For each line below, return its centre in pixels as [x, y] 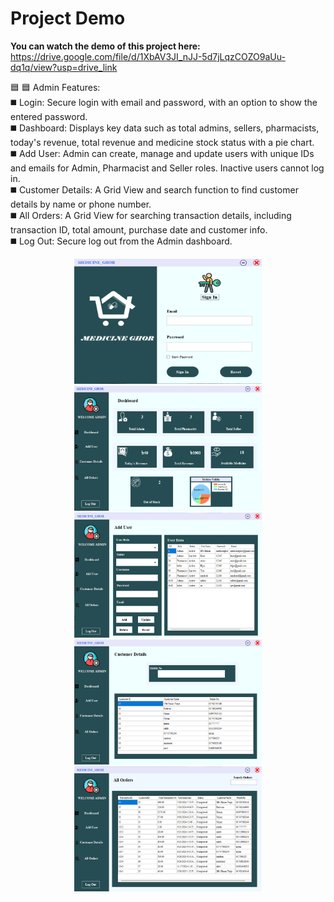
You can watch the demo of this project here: [105, 46]
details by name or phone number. [81, 204]
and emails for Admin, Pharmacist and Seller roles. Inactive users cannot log [167, 168]
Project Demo [68, 18]
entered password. [49, 116]
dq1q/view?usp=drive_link [64, 67]
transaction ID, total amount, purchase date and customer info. [139, 229]
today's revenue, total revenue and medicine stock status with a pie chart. [162, 142]
